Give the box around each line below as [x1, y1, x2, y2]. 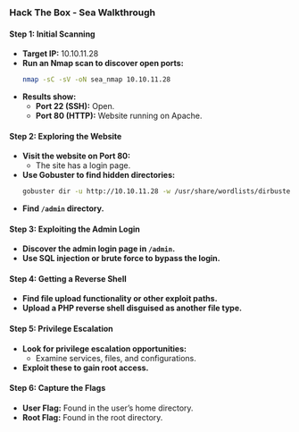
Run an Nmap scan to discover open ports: [21, 58, 185, 69]
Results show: [21, 91, 77, 102]
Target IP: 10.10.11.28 [21, 48, 99, 59]
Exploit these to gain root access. [21, 362, 149, 373]
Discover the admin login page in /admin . [21, 243, 176, 254]
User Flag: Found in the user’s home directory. [21, 402, 194, 413]
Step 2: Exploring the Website [9, 131, 122, 141]
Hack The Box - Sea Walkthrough [9, 6, 156, 19]
